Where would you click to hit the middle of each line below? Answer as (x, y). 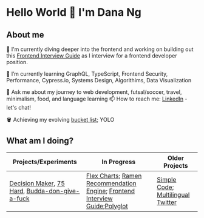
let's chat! (19, 107)
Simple (167, 179)
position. (17, 62)
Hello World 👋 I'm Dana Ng (74, 12)
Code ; (165, 187)
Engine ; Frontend (110, 191)
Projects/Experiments (45, 162)
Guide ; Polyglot (107, 206)
